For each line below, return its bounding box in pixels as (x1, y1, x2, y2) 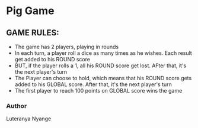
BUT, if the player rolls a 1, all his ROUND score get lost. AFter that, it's (14, 62, 187, 69)
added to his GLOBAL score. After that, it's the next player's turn (14, 81, 172, 88)
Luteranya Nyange (6, 115, 52, 122)
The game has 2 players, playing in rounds (14, 43, 119, 50)
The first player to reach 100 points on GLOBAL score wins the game (14, 87, 183, 94)
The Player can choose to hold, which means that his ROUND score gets (14, 75, 192, 81)
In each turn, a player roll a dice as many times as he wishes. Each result (14, 50, 193, 57)
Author (6, 101, 27, 110)
